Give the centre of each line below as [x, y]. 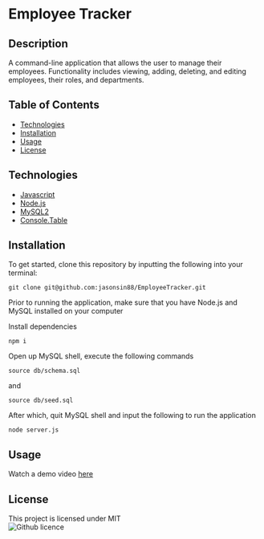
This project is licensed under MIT [65, 519]
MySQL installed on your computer [66, 311]
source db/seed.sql [41, 401]
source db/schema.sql [45, 371]
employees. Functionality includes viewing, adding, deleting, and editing [128, 71]
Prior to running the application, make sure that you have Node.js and [123, 302]
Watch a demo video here [51, 474]
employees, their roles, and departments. [76, 80]
